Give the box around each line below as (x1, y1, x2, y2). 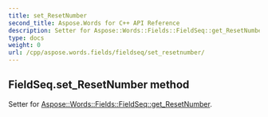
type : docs (8, 33, 45, 42)
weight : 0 (8, 41, 41, 49)
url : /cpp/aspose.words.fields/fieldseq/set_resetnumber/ (8, 49, 205, 57)
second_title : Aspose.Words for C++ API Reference (8, 19, 180, 27)
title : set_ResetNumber (8, 11, 88, 20)
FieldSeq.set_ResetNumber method (8, 78, 190, 92)
